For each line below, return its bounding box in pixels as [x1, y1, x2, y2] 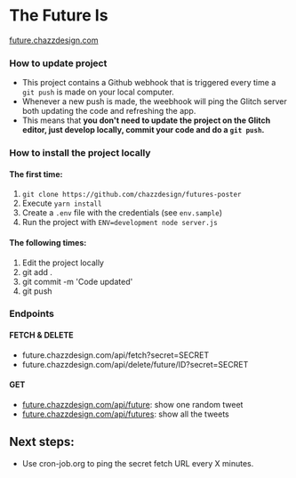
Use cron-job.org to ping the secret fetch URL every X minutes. [21, 458, 254, 468]
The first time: [9, 168, 63, 179]
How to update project [9, 57, 108, 69]
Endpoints [9, 308, 55, 320]
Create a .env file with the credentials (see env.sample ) [21, 207, 223, 218]
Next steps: [9, 434, 76, 450]
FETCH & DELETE [9, 330, 74, 341]
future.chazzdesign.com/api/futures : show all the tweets [21, 409, 229, 419]
